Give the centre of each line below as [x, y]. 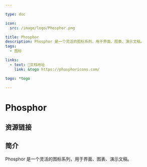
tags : [11, 46]
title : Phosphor [22, 37]
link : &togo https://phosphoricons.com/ [57, 69]
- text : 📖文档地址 [27, 65]
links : [12, 60]
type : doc [16, 14]
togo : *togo [18, 78]
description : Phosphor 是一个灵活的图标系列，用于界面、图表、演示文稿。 [75, 42]
